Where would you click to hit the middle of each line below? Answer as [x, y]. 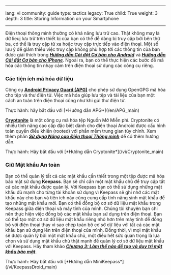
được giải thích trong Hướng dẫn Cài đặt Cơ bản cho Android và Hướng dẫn [85, 55]
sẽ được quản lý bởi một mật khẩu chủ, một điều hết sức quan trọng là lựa [83, 235]
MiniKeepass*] [108, 261]
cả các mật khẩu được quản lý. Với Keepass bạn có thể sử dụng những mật [84, 187]
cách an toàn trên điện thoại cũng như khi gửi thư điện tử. [66, 101]
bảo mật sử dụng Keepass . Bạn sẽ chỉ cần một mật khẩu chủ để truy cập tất [85, 181]
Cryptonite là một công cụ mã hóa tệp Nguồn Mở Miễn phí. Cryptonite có [82, 120]
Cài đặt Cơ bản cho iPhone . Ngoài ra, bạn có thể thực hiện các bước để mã [84, 60]
